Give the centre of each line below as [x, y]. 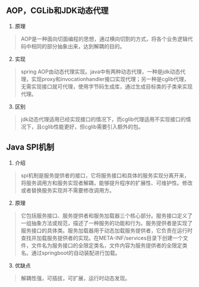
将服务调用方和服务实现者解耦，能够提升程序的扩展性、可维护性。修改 [107, 183]
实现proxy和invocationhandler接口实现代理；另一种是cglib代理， [110, 79]
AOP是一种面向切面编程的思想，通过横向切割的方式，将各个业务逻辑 [104, 39]
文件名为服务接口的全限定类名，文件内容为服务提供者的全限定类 [109, 245]
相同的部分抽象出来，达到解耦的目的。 [78, 46]
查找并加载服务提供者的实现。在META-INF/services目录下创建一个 [102, 238]
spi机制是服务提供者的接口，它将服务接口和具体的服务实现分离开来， [105, 175]
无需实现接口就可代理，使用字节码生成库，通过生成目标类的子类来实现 [107, 86]
